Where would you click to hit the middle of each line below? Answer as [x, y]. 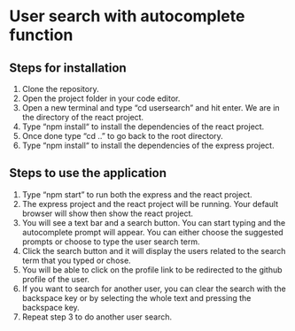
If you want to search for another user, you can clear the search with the [154, 289]
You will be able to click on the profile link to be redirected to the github [152, 269]
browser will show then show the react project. [107, 213]
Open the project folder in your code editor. [101, 98]
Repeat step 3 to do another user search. [97, 317]
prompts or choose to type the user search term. [111, 242]
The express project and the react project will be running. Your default [150, 204]
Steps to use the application [88, 173]
